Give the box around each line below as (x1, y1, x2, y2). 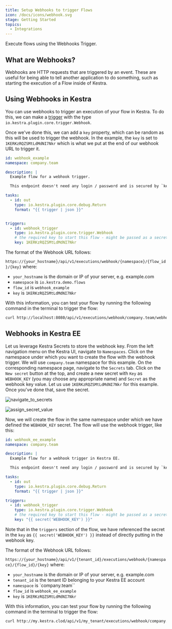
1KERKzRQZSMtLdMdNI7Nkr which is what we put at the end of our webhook (5, 140, 159, 146)
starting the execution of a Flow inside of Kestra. (5, 80, 107, 86)
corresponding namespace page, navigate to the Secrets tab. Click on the (5, 364, 161, 371)
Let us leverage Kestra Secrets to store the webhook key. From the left (5, 343, 154, 349)
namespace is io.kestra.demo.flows (12, 279, 86, 285)
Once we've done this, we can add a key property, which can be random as (5, 129, 164, 135)
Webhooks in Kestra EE (5, 329, 81, 338)
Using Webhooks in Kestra (5, 95, 92, 104)
